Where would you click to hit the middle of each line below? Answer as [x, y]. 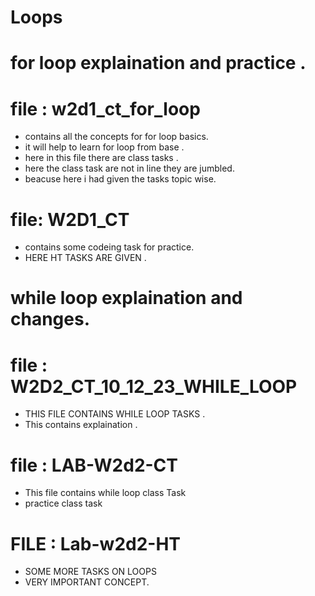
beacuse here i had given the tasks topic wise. [120, 179]
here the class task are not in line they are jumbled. [129, 168]
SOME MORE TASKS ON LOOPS [90, 572]
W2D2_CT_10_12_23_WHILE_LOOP [154, 386]
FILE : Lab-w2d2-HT [96, 543]
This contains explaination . [81, 425]
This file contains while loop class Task [105, 493]
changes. [50, 319]
